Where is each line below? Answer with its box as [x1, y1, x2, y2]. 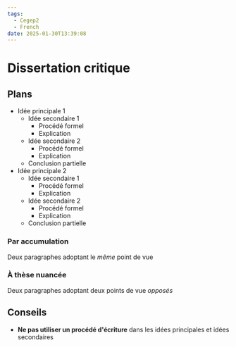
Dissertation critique [7, 61, 130, 76]
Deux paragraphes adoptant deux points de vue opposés [7, 286, 173, 294]
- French [13, 23, 39, 30]
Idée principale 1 [17, 107, 66, 115]
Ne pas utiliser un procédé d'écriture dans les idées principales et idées [17, 325, 230, 334]
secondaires [17, 332, 54, 341]
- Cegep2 [13, 17, 39, 24]
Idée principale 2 [17, 167, 67, 175]
